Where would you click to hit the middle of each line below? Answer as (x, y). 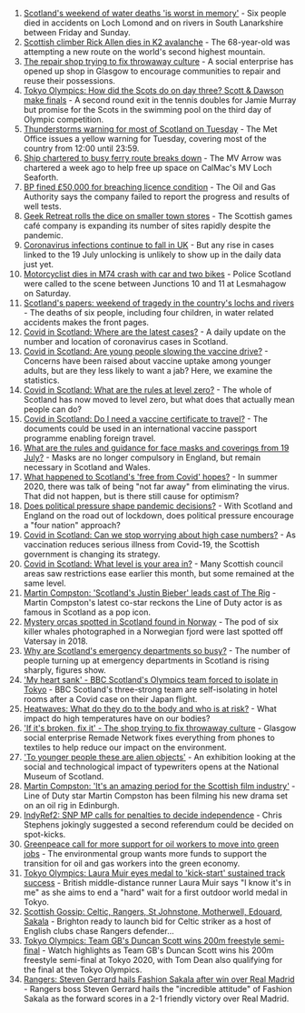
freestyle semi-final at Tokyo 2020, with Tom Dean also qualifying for (153, 960)
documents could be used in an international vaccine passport (140, 428)
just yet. (38, 264)
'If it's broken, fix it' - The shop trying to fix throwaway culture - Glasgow (160, 728)
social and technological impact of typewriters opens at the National (151, 767)
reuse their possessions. (69, 80)
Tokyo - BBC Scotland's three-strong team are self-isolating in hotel (150, 689)
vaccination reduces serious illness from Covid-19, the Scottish (141, 544)
